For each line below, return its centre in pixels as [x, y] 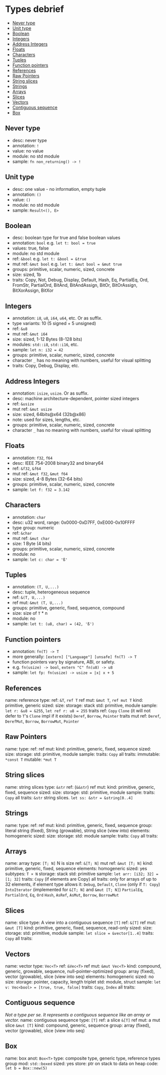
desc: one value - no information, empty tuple [59, 189]
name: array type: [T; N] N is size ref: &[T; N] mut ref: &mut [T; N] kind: [79, 863]
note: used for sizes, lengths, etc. [46, 419]
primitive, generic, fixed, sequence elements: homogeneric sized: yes [76, 869]
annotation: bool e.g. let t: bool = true [54, 243]
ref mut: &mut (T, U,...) [38, 603]
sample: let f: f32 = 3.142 [41, 489]
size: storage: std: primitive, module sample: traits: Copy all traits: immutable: [83, 754]
